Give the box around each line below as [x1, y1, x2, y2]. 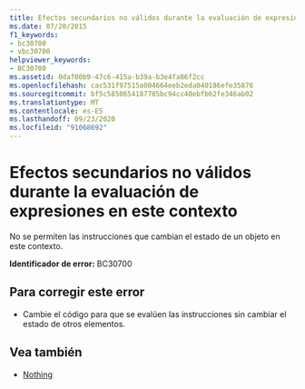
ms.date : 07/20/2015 [9, 22, 88, 31]
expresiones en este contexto [9, 201, 238, 222]
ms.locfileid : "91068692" [9, 124, 107, 133]
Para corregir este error [9, 284, 145, 300]
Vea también [9, 344, 83, 360]
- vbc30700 [9, 47, 51, 56]
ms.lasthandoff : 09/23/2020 [9, 115, 116, 124]
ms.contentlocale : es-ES [9, 106, 103, 115]
